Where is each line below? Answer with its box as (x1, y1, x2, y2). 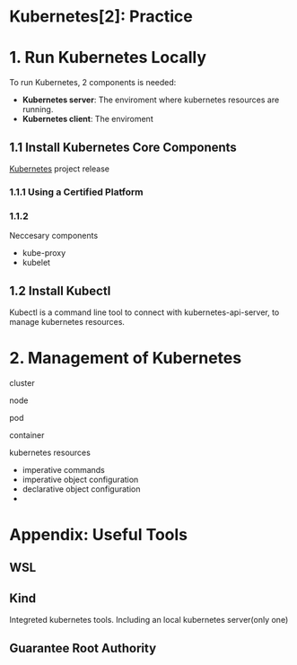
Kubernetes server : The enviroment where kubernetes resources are (22, 94, 280, 105)
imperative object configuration (22, 474, 139, 485)
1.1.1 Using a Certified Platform (9, 186, 144, 198)
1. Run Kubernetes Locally (9, 48, 207, 68)
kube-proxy (22, 248, 66, 258)
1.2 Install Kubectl (9, 283, 111, 298)
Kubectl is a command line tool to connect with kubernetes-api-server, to (9, 307, 280, 318)
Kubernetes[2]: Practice (9, 6, 193, 27)
